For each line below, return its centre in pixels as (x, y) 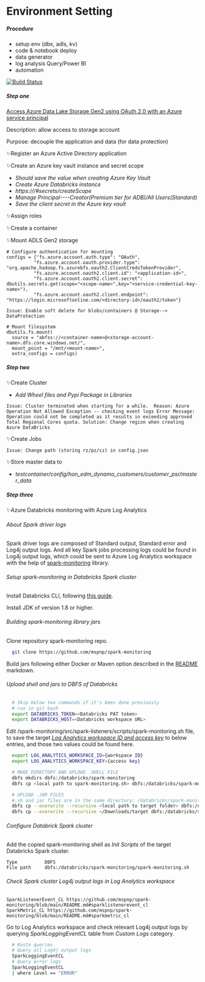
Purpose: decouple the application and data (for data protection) (88, 141)
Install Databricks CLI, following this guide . (60, 596)
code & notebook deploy (46, 51)
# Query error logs (37, 962)
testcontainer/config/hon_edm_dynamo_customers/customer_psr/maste (106, 474)
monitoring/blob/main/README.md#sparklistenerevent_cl (77, 905)
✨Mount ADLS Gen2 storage (42, 241)
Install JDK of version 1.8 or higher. (50, 608)
